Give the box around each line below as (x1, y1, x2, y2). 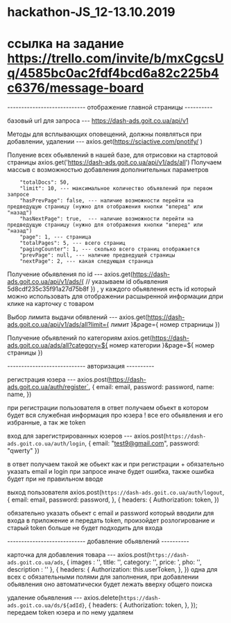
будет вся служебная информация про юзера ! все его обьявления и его (7, 411, 223, 420)
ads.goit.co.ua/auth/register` (7, 383, 89, 391)
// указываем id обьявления (85, 278, 169, 286)
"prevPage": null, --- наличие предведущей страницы (19, 252, 176, 259)
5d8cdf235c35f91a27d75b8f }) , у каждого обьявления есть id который (7, 285, 216, 293)
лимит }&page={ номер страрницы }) (110, 321, 221, 329)
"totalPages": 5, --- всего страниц (19, 240, 126, 247)
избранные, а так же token (7, 418, 86, 427)
